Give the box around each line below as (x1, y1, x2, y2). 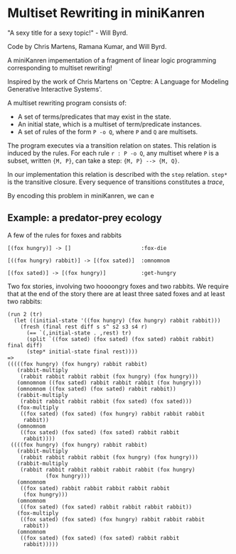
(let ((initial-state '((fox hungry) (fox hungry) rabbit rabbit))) (14, 317, 221, 324)
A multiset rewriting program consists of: (7, 98, 127, 107)
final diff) (7, 342, 43, 349)
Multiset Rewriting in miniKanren (7, 5, 205, 21)
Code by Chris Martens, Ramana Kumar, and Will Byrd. (7, 42, 167, 50)
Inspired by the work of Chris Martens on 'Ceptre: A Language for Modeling (7, 77, 229, 86)
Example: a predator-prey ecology (7, 212, 162, 224)
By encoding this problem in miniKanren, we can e (7, 191, 155, 200)
